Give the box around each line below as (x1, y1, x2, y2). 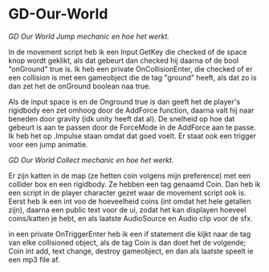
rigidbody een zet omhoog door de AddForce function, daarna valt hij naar (8, 105, 255, 115)
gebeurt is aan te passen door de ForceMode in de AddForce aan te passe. (8, 122, 257, 132)
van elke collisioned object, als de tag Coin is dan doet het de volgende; (8, 237, 247, 247)
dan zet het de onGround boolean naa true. (8, 81, 151, 91)
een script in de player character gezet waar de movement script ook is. (8, 188, 247, 197)
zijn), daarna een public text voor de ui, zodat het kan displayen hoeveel (8, 204, 247, 214)
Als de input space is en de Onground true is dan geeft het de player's (8, 97, 241, 106)
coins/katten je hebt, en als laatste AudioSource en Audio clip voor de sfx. (8, 213, 253, 223)
